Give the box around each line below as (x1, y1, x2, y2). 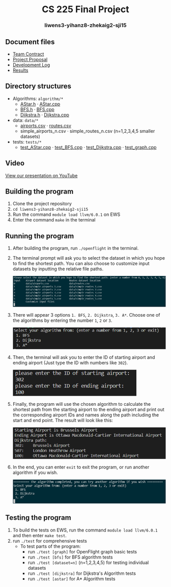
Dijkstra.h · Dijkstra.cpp (20, 111, 70, 118)
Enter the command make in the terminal (12, 217, 96, 223)
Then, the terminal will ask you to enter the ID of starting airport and (12, 354, 155, 360)
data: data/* (12, 117, 39, 123)
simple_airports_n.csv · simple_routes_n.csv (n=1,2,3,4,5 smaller (20, 128, 155, 134)
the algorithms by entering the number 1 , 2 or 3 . (12, 317, 112, 324)
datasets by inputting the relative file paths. (12, 266, 104, 272)
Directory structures (5, 82, 72, 91)
